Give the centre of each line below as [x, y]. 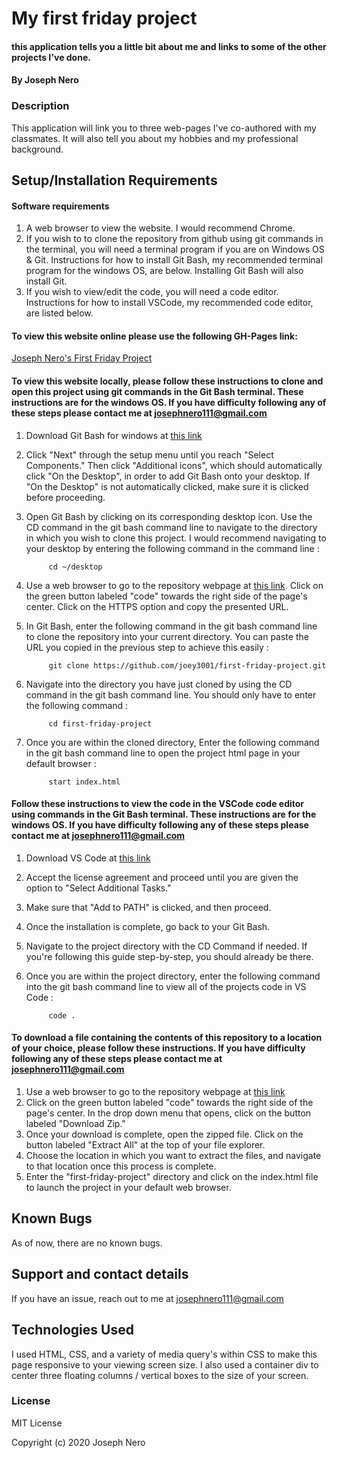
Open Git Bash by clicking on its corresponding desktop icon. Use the [169, 516]
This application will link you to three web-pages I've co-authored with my [164, 128]
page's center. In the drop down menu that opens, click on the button [168, 1113]
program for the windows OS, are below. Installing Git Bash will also [164, 271]
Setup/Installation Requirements [114, 180]
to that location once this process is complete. [121, 1166]
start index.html [84, 782]
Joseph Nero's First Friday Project [82, 358]
